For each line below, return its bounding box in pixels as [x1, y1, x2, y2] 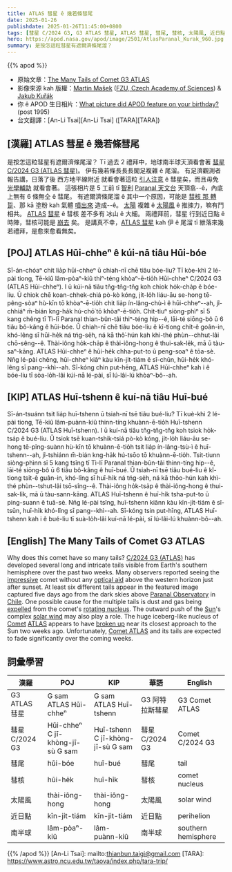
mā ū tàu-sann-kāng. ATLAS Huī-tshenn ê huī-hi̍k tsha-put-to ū [29, 490, 209, 498]
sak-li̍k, [7, 490, 28, 498]
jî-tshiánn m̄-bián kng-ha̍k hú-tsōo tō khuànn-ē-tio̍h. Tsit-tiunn [42, 451, 220, 459]
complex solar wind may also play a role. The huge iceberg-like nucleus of [7, 612, 219, 621]
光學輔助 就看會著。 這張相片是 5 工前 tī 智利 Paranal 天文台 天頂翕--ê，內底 [7, 184, 224, 192]
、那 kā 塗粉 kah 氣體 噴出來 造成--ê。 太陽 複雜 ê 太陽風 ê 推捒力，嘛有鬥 [13, 201, 224, 209]
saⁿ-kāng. [7, 347, 36, 356]
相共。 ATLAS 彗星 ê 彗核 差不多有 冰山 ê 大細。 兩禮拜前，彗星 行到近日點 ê [7, 209, 225, 217]
